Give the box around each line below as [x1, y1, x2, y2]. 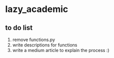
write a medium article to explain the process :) [12, 47, 109, 53]
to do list [5, 23, 33, 32]
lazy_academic [5, 3, 68, 15]
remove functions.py [12, 36, 55, 42]
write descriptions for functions [12, 42, 77, 48]
